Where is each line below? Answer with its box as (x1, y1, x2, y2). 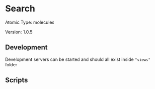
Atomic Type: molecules (5, 19, 55, 25)
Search (5, 3, 36, 14)
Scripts (5, 76, 28, 85)
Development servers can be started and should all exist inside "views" (5, 56, 151, 62)
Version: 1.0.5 (5, 29, 33, 35)
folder (5, 61, 17, 67)
